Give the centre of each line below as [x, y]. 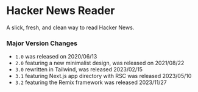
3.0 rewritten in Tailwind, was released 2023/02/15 [79, 69]
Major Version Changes [42, 43]
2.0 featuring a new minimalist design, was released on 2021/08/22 [100, 63]
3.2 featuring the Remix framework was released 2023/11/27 [91, 82]
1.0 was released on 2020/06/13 [56, 57]
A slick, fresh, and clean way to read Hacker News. [70, 27]
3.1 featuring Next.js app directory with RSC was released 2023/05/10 [103, 76]
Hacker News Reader [61, 11]
